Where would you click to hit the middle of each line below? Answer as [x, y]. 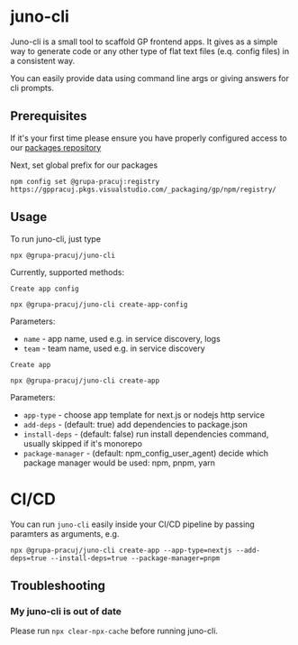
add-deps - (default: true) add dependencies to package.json [135, 424]
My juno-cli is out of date [66, 611]
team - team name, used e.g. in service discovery [114, 348]
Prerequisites [49, 116]
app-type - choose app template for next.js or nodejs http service [144, 415]
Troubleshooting [58, 585]
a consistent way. [43, 60]
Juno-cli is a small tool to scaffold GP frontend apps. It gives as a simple [144, 41]
